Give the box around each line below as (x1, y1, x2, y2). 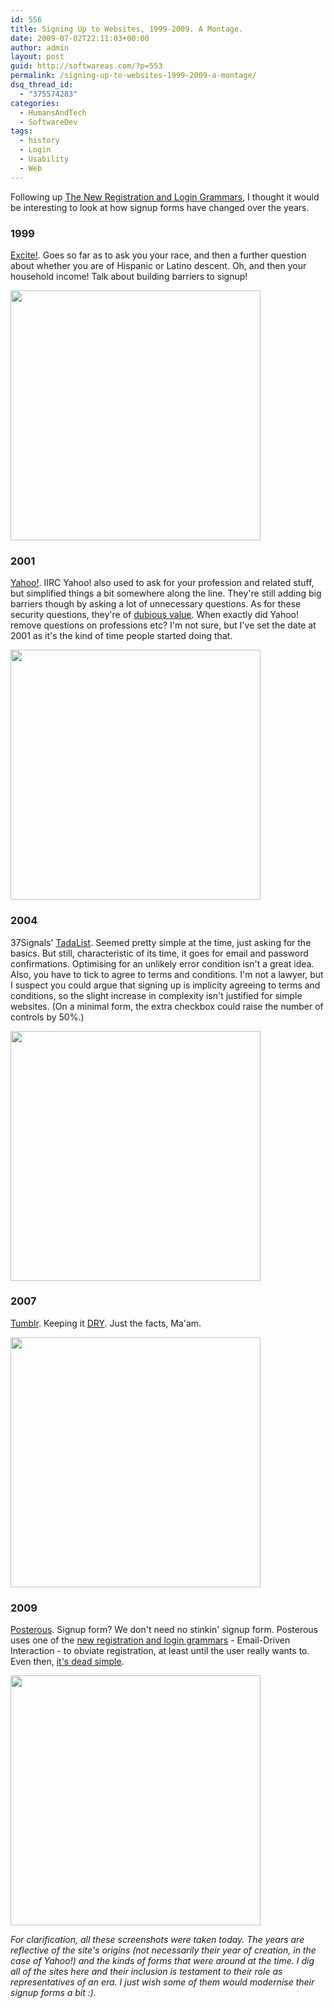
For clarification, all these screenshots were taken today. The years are (10, 1934, 305, 1946)
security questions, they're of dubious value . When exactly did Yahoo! (10, 609, 300, 621)
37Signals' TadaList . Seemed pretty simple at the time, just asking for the (10, 936, 312, 948)
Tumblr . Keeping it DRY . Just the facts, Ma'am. (10, 1317, 202, 1329)
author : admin (10, 42, 70, 53)
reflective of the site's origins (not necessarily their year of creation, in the (10, 1944, 317, 1956)
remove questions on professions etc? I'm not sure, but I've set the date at (10, 619, 317, 631)
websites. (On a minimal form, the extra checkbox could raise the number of (10, 1000, 324, 1012)
